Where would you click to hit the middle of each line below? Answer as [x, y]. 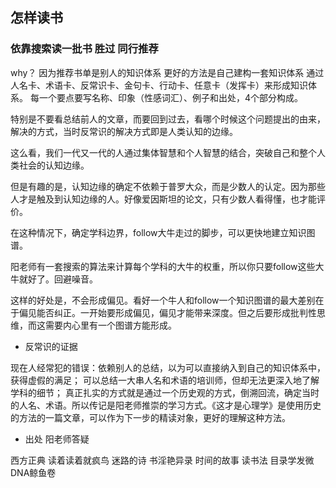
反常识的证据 [51, 346]
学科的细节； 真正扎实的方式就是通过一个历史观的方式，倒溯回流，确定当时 [165, 392]
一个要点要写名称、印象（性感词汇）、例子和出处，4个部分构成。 [170, 97]
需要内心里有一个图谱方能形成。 [110, 325]
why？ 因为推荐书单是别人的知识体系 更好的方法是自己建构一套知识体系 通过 [167, 72]
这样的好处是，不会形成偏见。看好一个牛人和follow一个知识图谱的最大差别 [163, 300]
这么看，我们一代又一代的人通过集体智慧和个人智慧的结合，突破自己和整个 [163, 152]
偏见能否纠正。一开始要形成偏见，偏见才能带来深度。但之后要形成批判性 [167, 312]
